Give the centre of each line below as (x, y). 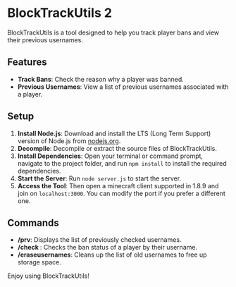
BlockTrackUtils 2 (60, 13)
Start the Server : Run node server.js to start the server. (99, 178)
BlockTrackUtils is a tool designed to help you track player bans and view (113, 32)
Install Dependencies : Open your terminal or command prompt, (110, 156)
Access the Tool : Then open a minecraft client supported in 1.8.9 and (118, 185)
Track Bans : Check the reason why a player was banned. (101, 79)
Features (27, 62)
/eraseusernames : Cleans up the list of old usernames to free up (112, 255)
